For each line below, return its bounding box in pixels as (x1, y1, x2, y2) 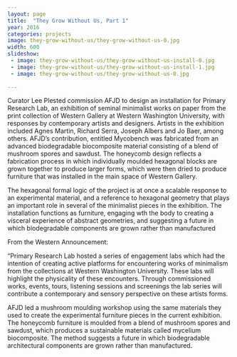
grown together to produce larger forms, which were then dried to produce (7, 165, 227, 174)
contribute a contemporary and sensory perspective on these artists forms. (7, 290, 228, 298)
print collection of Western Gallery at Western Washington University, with (7, 111, 225, 120)
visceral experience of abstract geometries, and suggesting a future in (7, 216, 214, 225)
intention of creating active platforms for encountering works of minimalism (7, 259, 228, 268)
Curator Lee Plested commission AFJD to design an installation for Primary (7, 96, 226, 105)
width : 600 (7, 44, 40, 51)
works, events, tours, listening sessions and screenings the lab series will (7, 282, 222, 291)
